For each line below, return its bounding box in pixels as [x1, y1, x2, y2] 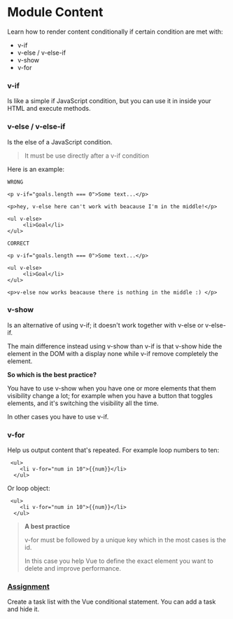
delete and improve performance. [24, 564, 121, 573]
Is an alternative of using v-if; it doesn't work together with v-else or [7, 320, 204, 329]
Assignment [7, 582, 50, 592]
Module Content [7, 4, 104, 20]
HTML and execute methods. [7, 104, 91, 113]
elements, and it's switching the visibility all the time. [7, 399, 159, 407]
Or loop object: [7, 484, 50, 493]
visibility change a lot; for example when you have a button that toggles [7, 391, 213, 400]
